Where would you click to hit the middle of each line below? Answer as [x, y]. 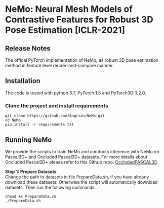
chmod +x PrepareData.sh [31, 196]
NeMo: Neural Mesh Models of [69, 9]
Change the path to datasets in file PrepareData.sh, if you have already [77, 177]
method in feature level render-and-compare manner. [60, 65]
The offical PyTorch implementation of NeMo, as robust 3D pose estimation [82, 60]
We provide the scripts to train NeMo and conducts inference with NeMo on [82, 151]
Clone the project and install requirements [57, 106]
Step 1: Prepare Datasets [31, 171]
